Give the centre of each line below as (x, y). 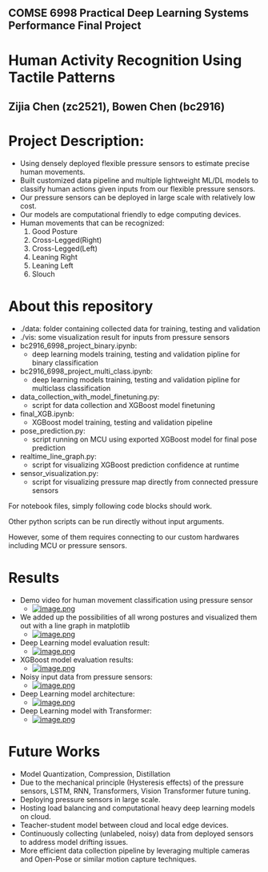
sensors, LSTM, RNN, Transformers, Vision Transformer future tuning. (135, 791)
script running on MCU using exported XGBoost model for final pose (144, 439)
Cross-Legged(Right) (67, 240)
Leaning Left (52, 265)
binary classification (65, 362)
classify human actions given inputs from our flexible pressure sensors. (138, 188)
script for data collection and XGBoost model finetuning (124, 405)
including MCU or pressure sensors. (68, 545)
